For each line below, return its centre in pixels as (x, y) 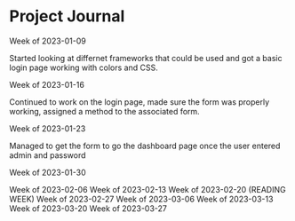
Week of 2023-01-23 (48, 128)
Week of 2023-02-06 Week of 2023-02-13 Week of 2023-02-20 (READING (147, 189)
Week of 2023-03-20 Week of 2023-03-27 (88, 208)
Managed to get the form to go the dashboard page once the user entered (145, 146)
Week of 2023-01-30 (48, 172)
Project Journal (67, 16)
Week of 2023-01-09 (48, 41)
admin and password (48, 155)
